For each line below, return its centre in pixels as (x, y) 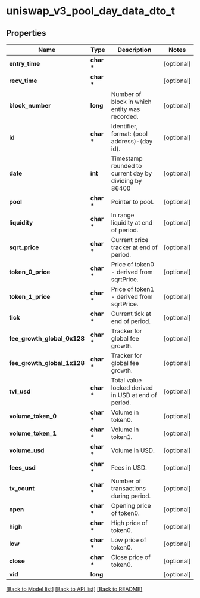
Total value (126, 380)
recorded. (125, 116)
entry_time (25, 64)
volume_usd (27, 450)
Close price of (131, 557)
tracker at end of (134, 247)
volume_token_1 (33, 433)
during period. (131, 496)
